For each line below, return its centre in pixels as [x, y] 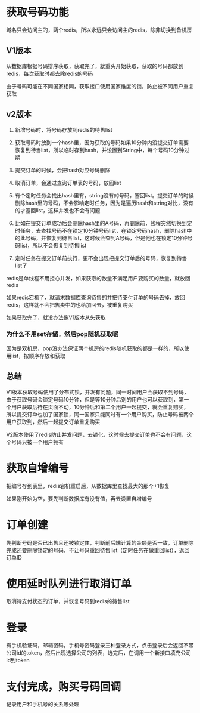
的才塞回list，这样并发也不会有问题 [57, 210]
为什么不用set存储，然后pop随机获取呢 [62, 334]
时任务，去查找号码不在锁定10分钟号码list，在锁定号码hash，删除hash [101, 230]
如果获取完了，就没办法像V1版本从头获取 [56, 317]
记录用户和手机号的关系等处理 [43, 704]
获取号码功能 [38, 12]
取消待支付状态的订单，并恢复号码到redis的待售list [68, 601]
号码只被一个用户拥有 [37, 442]
